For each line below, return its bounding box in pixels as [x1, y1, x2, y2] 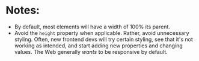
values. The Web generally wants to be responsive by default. [14, 48, 168, 55]
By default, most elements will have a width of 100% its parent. [14, 23, 171, 30]
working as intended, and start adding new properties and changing [14, 42, 183, 49]
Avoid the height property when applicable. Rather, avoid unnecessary [14, 29, 189, 36]
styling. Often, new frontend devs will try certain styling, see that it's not [14, 36, 193, 43]
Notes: [5, 4, 40, 17]
